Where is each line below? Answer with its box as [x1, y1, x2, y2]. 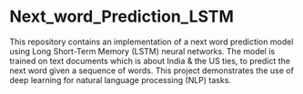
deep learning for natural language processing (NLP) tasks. [9, 74, 232, 85]
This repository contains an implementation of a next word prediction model [9, 36, 294, 47]
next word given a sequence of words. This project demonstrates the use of [9, 65, 294, 76]
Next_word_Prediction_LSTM [9, 6, 235, 27]
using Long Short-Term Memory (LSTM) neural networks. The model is [9, 45, 276, 56]
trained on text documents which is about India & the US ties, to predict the [9, 55, 291, 66]
